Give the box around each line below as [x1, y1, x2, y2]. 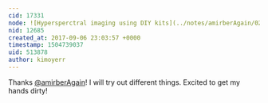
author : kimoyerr [8, 56, 66, 64]
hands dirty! [8, 86, 48, 95]
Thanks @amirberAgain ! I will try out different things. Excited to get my [8, 77, 241, 87]
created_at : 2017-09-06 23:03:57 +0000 [8, 33, 141, 42]
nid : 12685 [8, 26, 45, 34]
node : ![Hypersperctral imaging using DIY [8, 19, 152, 27]
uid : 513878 [8, 48, 48, 56]
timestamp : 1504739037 [8, 41, 84, 49]
